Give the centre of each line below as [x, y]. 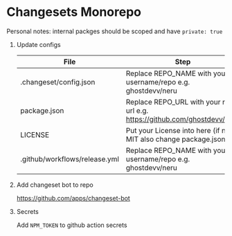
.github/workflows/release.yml [69, 158]
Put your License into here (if [173, 130]
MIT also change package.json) [177, 139]
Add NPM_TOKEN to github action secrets [72, 225]
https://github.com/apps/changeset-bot [73, 198]
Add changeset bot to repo [55, 185]
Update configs [38, 44]
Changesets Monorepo [74, 12]
